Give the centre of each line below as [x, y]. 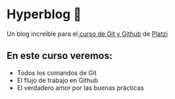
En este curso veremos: [60, 56]
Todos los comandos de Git [56, 72]
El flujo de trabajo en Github [57, 80]
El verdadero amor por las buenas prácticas [80, 88]
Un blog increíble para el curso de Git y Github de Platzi [87, 34]
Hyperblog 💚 [44, 14]
